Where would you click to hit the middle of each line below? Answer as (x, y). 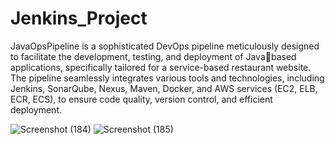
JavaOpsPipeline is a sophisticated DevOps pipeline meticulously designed (165, 46)
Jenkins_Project (79, 18)
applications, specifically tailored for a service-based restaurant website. (161, 67)
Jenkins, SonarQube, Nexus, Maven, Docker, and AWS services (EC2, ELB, (164, 88)
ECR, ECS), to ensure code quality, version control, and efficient (141, 99)
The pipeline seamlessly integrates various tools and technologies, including (167, 78)
